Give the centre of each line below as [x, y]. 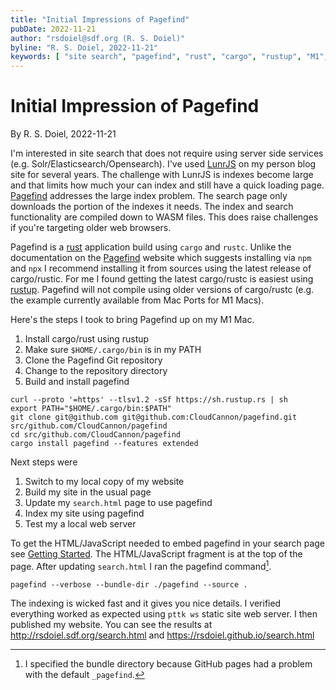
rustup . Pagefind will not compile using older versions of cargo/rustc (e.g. [162, 290]
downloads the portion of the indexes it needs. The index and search [152, 207]
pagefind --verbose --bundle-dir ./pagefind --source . [129, 584]
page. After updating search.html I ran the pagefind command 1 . [141, 565]
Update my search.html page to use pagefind [118, 503]
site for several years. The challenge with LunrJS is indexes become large [162, 175]
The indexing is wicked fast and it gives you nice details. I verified [146, 603]
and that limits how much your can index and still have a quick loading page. [167, 185]
